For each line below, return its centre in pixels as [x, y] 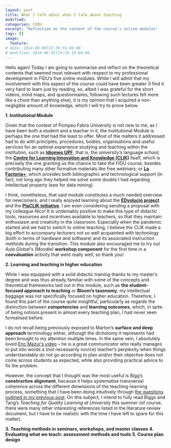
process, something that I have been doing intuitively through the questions [84, 392]
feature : [19, 43]
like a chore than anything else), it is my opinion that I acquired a [73, 100]
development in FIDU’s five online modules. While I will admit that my [77, 78]
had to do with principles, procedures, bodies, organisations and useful [80, 142]
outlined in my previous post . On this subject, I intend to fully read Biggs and [85, 397]
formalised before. [25, 318]
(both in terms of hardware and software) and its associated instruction [80, 238]
